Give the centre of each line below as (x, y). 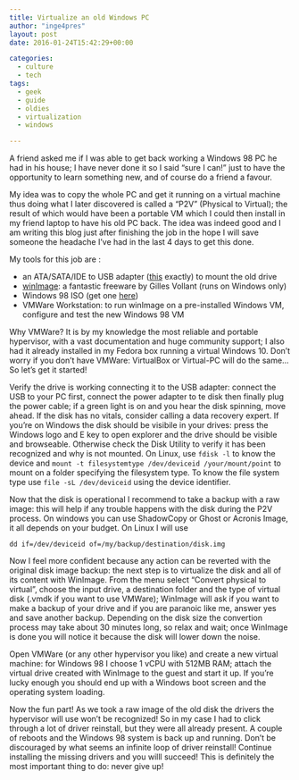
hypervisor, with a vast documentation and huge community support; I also (147, 341)
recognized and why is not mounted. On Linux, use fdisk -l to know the (142, 454)
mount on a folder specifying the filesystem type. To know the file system (144, 473)
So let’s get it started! (48, 370)
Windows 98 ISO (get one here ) (80, 296)
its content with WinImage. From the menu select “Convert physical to (137, 580)
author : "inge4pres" (48, 26)
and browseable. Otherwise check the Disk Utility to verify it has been (137, 444)
